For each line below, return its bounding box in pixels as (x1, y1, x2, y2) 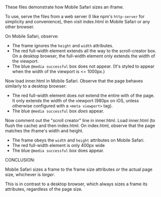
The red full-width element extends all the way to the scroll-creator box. (12, 48, 157, 54)
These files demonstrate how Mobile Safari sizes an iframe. (5, 4, 124, 10)
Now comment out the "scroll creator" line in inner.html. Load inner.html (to (5, 118, 156, 123)
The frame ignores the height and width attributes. (12, 43, 114, 48)
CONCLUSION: (5, 157, 36, 162)
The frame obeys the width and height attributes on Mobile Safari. (12, 137, 145, 143)
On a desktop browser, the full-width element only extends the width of (12, 53, 156, 59)
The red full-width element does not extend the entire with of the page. (12, 92, 155, 98)
